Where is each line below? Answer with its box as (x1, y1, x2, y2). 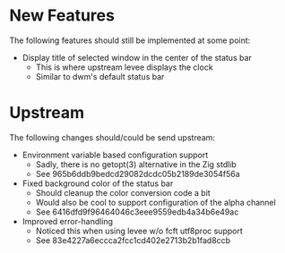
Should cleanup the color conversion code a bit (35, 187, 211, 198)
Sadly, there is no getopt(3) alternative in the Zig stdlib (35, 158, 237, 170)
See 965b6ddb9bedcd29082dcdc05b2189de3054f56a (35, 168, 240, 179)
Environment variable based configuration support (22, 149, 209, 160)
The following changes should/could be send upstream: (9, 131, 215, 143)
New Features (9, 5, 115, 26)
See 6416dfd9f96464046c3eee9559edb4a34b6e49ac (35, 207, 239, 217)
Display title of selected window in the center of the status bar (22, 52, 253, 63)
